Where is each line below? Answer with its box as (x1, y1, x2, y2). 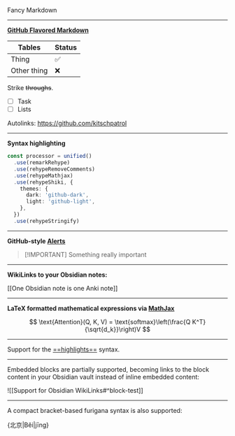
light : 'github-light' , (25, 198, 96, 205)
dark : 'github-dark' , (25, 191, 90, 198)
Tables (17, 43, 41, 52)
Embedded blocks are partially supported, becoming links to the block (7, 365, 210, 373)
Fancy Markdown (7, 6, 57, 14)
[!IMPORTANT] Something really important (24, 250, 147, 259)
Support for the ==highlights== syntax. (7, 345, 120, 354)
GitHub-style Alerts (7, 237, 66, 245)
